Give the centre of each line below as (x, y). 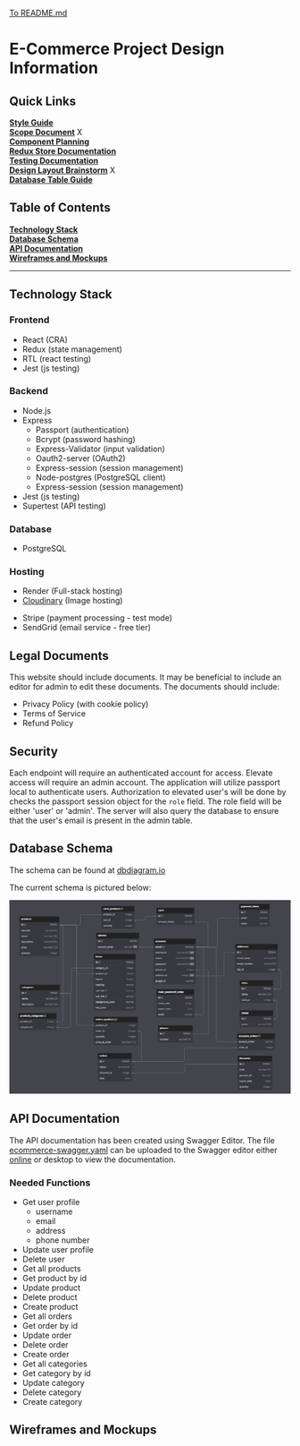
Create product (50, 1306)
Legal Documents (59, 656)
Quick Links (43, 101)
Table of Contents (60, 208)
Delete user (43, 1259)
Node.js (37, 410)
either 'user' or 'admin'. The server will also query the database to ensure (144, 811)
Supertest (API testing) (64, 506)
